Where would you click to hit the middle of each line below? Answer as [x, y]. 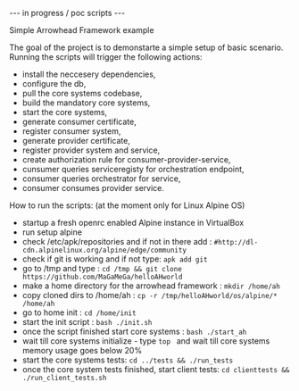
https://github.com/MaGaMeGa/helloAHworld [102, 277]
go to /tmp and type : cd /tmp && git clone [102, 268]
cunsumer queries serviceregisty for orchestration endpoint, [133, 169]
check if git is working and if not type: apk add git [115, 259]
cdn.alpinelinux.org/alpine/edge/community [104, 250]
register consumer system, [71, 131]
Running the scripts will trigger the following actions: [106, 57]
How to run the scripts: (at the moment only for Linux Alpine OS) [127, 205]
